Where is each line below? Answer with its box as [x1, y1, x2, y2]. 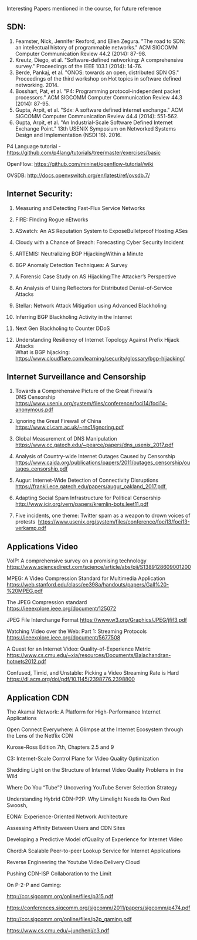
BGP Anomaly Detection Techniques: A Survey [15, 261, 128, 268]
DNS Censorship [15, 394, 56, 401]
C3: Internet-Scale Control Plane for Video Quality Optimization [6, 755, 159, 762]
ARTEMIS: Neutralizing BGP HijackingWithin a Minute [15, 250, 144, 257]
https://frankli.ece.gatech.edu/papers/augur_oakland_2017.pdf [15, 483, 166, 490]
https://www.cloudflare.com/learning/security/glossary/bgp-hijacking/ [15, 355, 185, 362]
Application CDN [6, 692, 69, 702]
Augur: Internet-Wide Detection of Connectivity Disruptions [15, 476, 159, 484]
